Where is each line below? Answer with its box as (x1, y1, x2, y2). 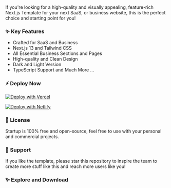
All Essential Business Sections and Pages (12, 50, 103, 57)
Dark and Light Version (12, 61, 62, 68)
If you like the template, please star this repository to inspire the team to (5, 158, 158, 164)
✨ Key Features (5, 28, 45, 35)
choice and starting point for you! (5, 15, 76, 22)
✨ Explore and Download (5, 176, 68, 183)
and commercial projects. (5, 134, 59, 140)
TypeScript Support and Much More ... (12, 67, 94, 73)
